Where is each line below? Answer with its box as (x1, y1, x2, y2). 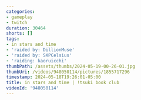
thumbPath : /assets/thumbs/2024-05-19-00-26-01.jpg (6, 63, 135, 69)
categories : (6, 8, 35, 15)
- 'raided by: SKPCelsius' (6, 52, 72, 58)
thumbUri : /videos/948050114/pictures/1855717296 (6, 69, 130, 75)
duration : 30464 (6, 25, 46, 31)
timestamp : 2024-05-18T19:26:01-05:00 (6, 74, 101, 80)
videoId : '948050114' (6, 85, 59, 91)
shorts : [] (6, 31, 33, 36)
